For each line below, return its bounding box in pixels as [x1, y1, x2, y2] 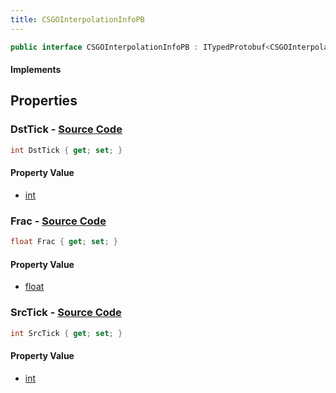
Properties [10, 92, 78, 110]
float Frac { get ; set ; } [10, 237, 118, 247]
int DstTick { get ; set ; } [10, 145, 123, 155]
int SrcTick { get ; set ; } [10, 328, 123, 338]
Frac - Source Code [10, 214, 107, 228]
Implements [10, 64, 62, 76]
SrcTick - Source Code [10, 306, 122, 320]
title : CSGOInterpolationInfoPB [10, 14, 145, 25]
